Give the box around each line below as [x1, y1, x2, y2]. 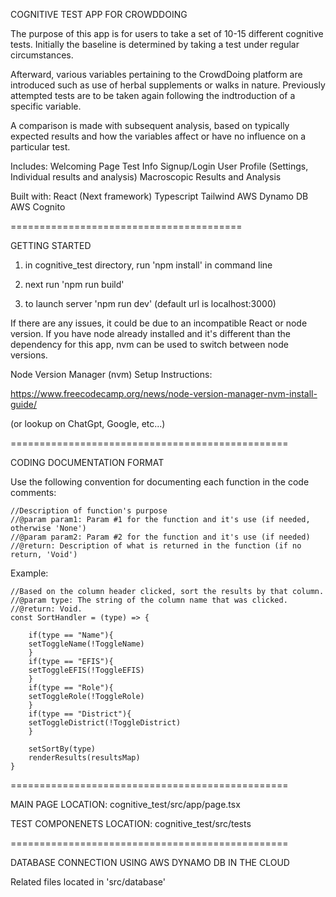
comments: [10, 487, 57, 498]
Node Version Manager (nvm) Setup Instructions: [10, 369, 213, 380]
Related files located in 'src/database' [10, 876, 167, 888]
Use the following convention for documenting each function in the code [10, 476, 310, 488]
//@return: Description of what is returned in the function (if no [10, 541, 302, 551]
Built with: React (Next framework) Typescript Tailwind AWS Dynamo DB [10, 190, 309, 202]
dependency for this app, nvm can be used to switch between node [10, 339, 289, 350]
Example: [10, 567, 49, 579]
